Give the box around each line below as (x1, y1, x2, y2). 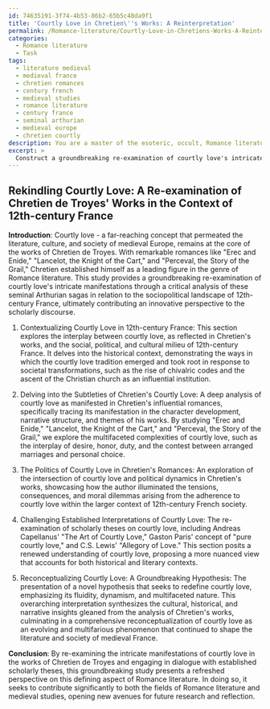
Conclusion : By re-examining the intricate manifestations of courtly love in (8, 649, 256, 658)
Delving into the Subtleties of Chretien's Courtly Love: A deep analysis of (19, 390, 262, 399)
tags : (8, 57, 27, 65)
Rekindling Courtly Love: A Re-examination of (8, 183, 243, 197)
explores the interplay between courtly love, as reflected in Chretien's (19, 332, 252, 341)
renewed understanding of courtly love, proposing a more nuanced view (19, 549, 260, 559)
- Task (15, 49, 38, 57)
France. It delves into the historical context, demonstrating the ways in (19, 348, 253, 358)
